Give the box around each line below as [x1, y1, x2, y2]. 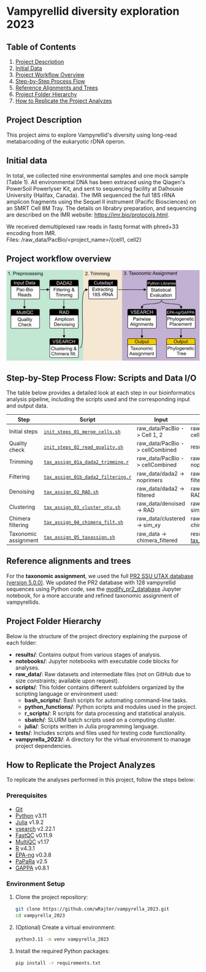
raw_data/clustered [137, 515, 186, 522]
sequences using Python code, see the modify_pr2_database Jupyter [6, 585, 182, 593]
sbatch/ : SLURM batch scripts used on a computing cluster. [24, 716, 176, 723]
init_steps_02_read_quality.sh [44, 444, 124, 450]
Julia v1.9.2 [15, 818, 44, 826]
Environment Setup [6, 879, 66, 888]
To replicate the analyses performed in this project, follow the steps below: [6, 776, 195, 784]
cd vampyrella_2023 [15, 912, 66, 919]
